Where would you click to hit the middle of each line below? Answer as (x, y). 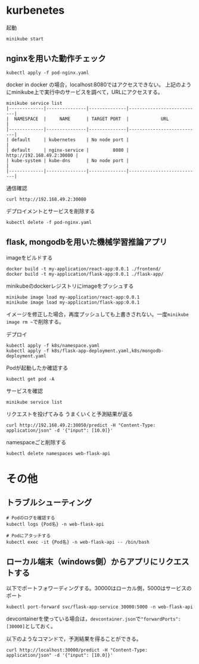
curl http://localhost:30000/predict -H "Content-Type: (77, 650)
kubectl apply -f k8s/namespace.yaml (53, 345)
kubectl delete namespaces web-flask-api (58, 453)
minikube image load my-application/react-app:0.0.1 (73, 297)
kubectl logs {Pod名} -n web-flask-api (55, 524)
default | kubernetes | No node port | (70, 140)
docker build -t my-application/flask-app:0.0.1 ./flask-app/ (85, 274)
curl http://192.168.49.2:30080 (46, 199)
